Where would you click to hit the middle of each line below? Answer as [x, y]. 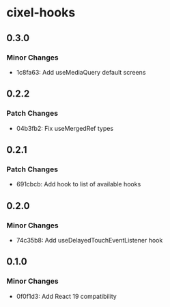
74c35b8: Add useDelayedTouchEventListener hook [89, 240]
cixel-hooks [41, 13]
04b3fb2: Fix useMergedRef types [65, 128]
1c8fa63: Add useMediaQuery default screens [81, 72]
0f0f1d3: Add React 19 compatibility [66, 296]
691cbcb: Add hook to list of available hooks [79, 184]
